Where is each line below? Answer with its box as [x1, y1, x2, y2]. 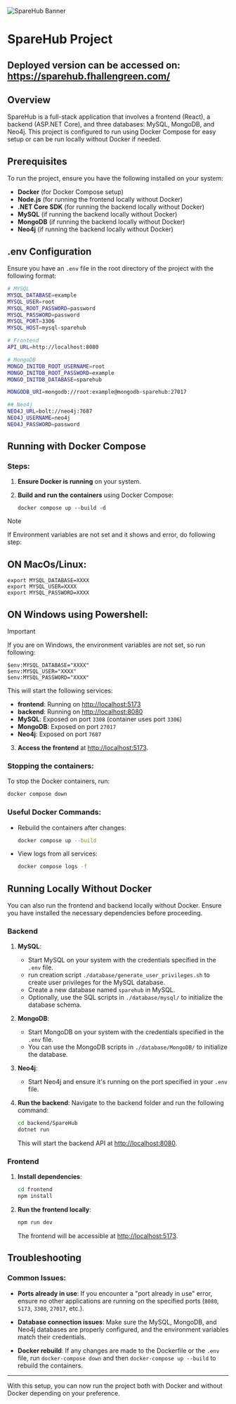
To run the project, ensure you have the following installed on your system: [7, 174, 223, 183]
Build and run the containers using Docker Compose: [17, 491, 174, 499]
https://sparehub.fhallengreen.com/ [7, 70, 171, 82]
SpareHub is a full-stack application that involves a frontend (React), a [7, 112, 211, 121]
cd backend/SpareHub [17, 1120, 78, 1127]
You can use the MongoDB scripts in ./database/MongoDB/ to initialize [27, 1043, 228, 1051]
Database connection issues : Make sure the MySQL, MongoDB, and [17, 1318, 217, 1326]
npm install [17, 1192, 53, 1200]
